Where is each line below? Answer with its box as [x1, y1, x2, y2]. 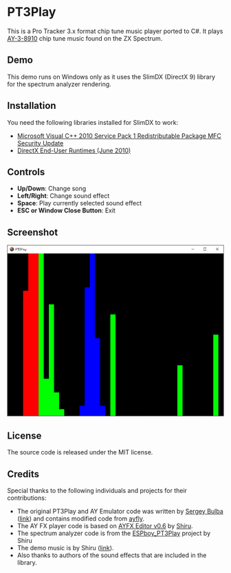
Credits [7, 468, 40, 480]
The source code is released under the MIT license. [7, 448, 153, 456]
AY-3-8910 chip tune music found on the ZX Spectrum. [7, 34, 163, 42]
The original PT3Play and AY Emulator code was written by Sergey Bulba [16, 507, 223, 515]
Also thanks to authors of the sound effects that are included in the [16, 551, 207, 559]
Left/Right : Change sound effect [16, 192, 110, 200]
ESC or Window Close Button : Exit [16, 206, 115, 214]
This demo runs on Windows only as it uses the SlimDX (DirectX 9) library [7, 72, 215, 81]
